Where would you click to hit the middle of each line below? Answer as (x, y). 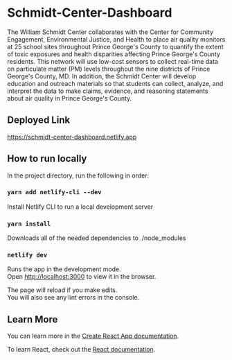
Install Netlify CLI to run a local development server (80, 207)
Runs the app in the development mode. (64, 269)
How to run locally (47, 158)
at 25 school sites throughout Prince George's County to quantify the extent (115, 46)
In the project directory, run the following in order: (78, 175)
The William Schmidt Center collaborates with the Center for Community (110, 32)
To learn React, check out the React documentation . (81, 350)
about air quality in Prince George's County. (70, 98)
